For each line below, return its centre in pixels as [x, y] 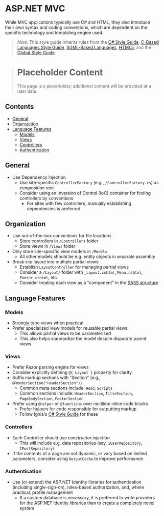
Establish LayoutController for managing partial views [74, 267]
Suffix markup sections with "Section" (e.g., [56, 378]
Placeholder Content [60, 72]
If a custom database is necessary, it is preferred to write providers [87, 497]
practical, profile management [43, 492]
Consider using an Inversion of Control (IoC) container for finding [85, 193]
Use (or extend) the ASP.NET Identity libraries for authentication [77, 482]
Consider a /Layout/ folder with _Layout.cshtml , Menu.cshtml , [81, 272]
